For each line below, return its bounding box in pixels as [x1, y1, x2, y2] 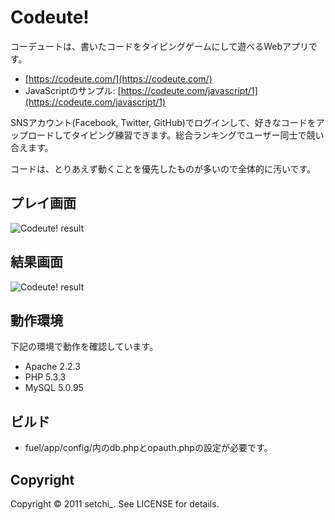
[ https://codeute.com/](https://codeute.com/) [24, 72, 213, 85]
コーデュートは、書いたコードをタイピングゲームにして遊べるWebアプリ [10, 40, 309, 52]
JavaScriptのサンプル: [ [24, 84, 122, 96]
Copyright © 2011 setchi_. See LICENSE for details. [10, 498, 220, 510]
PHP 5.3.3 [24, 371, 67, 383]
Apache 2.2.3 [24, 361, 81, 373]
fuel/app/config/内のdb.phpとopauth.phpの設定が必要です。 [24, 442, 273, 454]
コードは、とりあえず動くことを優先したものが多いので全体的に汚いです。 [10, 162, 317, 175]
